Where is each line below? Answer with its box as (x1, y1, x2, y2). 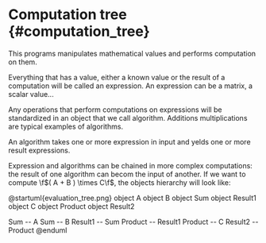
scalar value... (8, 89, 54, 98)
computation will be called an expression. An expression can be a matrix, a (8, 81, 253, 91)
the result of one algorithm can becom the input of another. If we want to (8, 169, 246, 179)
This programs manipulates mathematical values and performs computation (8, 48, 256, 58)
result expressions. (8, 145, 71, 155)
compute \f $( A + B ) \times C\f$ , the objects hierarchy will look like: (8, 177, 231, 187)
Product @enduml (8, 225, 67, 235)
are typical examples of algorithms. (8, 121, 124, 131)
